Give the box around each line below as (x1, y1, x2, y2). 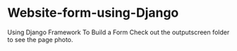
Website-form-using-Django (7, 5, 179, 21)
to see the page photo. (7, 35, 73, 43)
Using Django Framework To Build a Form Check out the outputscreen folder (7, 28, 230, 36)
